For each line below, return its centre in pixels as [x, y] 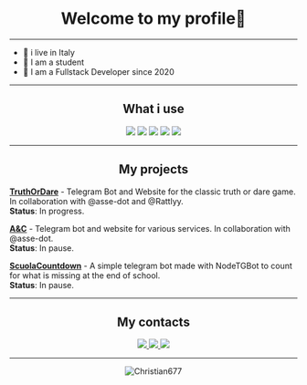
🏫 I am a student [53, 62]
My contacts [153, 322]
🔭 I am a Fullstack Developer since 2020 [99, 71]
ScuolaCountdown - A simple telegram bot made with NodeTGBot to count [151, 265]
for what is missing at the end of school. [85, 275]
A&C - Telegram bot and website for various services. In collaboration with [150, 228]
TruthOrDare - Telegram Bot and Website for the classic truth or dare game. [153, 192]
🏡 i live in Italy [49, 52]
